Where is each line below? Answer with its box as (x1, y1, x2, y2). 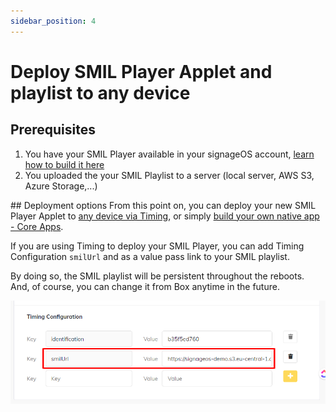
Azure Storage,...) (24, 180, 98, 192)
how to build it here (24, 158, 105, 170)
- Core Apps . (10, 220, 64, 232)
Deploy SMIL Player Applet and (10, 60, 273, 83)
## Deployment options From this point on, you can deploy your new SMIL (10, 199, 317, 211)
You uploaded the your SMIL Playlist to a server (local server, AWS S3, (24, 169, 315, 181)
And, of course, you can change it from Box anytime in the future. (10, 280, 280, 292)
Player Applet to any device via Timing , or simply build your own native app (10, 210, 320, 222)
